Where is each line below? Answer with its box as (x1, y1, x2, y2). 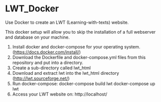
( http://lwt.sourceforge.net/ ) (12, 75, 70, 81)
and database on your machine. (5, 34, 70, 40)
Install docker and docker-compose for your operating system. (12, 44, 140, 50)
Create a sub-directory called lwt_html (12, 65, 91, 71)
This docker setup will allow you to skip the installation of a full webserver (5, 29, 156, 35)
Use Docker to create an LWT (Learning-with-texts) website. (5, 19, 129, 25)
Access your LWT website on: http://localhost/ (12, 91, 107, 97)
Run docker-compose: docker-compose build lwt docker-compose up (12, 80, 155, 87)
